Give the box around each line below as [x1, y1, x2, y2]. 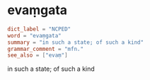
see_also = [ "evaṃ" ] [7, 52, 69, 59]
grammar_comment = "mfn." [7, 45, 83, 52]
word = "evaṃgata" [7, 32, 62, 39]
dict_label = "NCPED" [7, 25, 71, 33]
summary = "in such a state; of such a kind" [7, 38, 144, 46]
